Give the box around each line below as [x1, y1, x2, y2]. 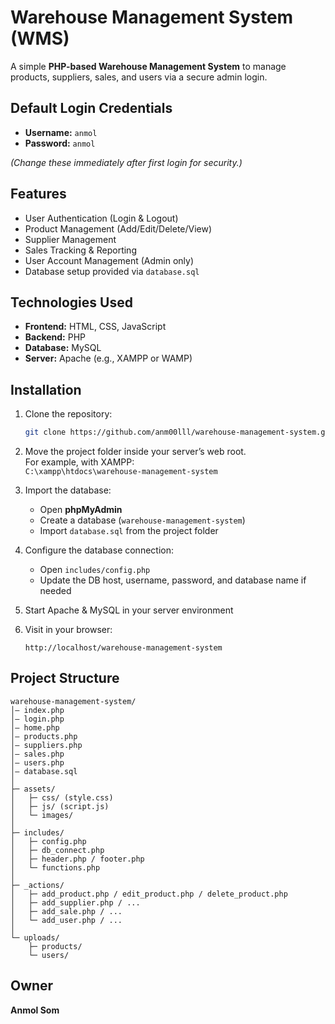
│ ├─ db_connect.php [10, 845, 105, 855]
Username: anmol [24, 126, 98, 138]
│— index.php [10, 705, 65, 715]
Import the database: [24, 484, 112, 496]
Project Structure [10, 670, 120, 687]
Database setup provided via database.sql [24, 265, 200, 277]
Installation [10, 381, 82, 398]
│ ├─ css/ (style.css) [10, 792, 114, 803]
